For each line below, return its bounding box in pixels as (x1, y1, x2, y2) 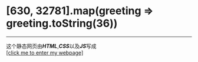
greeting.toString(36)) (6, 17, 118, 30)
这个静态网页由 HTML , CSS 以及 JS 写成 (6, 43, 97, 50)
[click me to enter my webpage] (6, 49, 84, 56)
